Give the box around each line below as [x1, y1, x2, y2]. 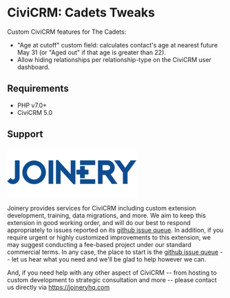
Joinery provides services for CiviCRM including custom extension [7, 204, 196, 212]
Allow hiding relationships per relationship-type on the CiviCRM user [17, 55, 212, 63]
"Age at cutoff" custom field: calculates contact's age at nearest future [17, 41, 218, 49]
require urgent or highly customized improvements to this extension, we [7, 233, 211, 242]
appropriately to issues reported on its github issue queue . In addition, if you [7, 226, 224, 234]
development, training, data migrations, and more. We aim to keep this [7, 211, 207, 220]
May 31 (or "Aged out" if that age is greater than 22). [17, 48, 167, 56]
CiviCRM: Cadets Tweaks [7, 5, 155, 21]
